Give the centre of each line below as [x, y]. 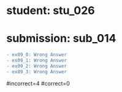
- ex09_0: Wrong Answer [37, 55]
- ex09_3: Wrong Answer [37, 72]
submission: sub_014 [61, 39]
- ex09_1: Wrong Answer [37, 60]
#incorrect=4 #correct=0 [38, 83]
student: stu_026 [51, 11]
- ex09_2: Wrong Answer [37, 66]
